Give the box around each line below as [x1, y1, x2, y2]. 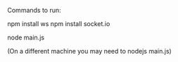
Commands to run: [7, 6, 61, 14]
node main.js [7, 33, 44, 42]
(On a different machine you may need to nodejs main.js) [7, 47, 172, 55]
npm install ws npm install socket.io [7, 20, 110, 27]
